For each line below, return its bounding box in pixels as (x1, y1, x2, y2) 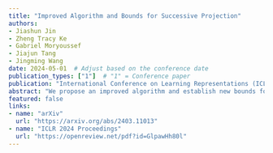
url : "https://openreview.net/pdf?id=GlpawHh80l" (15, 132, 187, 140)
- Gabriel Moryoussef (8, 42, 82, 50)
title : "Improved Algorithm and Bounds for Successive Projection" (8, 11, 242, 20)
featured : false (8, 95, 63, 103)
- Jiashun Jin (8, 27, 57, 35)
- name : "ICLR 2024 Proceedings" (8, 125, 122, 133)
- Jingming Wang (8, 57, 63, 66)
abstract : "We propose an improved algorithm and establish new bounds (8, 87, 256, 96)
